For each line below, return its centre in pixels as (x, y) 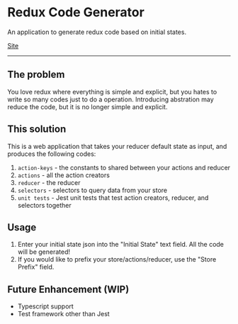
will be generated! (44, 252)
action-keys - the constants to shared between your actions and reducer (124, 167)
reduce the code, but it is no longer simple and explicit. (87, 106)
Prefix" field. (36, 267)
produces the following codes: (52, 154)
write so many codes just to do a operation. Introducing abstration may (110, 99)
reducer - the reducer (49, 182)
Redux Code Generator (76, 12)
